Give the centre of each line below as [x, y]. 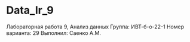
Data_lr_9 [30, 10]
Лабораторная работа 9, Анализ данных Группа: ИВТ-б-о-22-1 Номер [95, 27]
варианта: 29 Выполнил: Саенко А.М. [54, 33]
